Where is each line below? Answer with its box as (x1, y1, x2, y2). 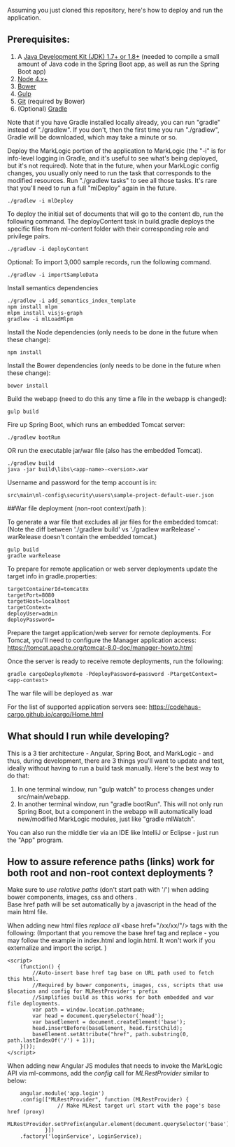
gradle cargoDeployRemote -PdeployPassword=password (7, 670, 164, 677)
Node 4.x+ (17, 74, 48, 83)
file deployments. (7, 1000, 61, 1007)
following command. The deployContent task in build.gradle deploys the (7, 217, 215, 225)
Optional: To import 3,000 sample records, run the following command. (7, 257, 212, 266)
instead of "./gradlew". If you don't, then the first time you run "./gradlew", (7, 125, 220, 134)
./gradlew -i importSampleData (7, 271, 99, 278)
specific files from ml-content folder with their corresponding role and (7, 224, 209, 233)
